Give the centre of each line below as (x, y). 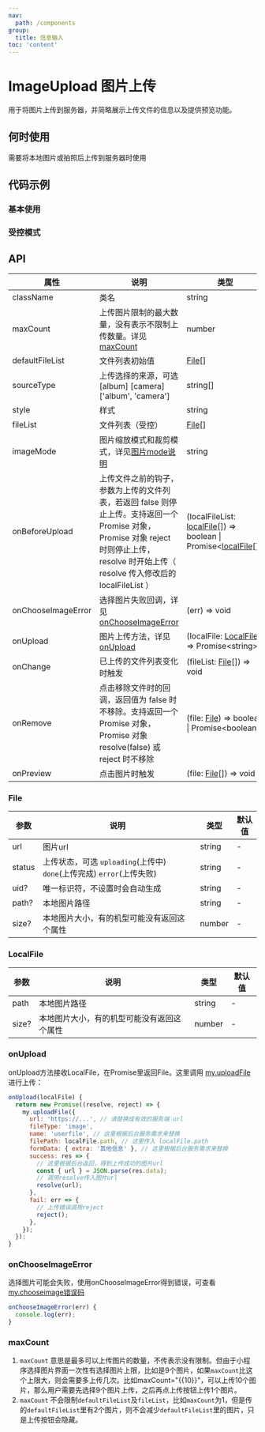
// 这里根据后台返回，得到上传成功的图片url (100, 1163)
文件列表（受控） (131, 425)
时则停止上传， (127, 549)
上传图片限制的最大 (135, 312)
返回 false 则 (146, 502)
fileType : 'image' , (61, 1127)
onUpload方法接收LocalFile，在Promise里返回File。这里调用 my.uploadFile (129, 1072)
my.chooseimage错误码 (47, 1292)
